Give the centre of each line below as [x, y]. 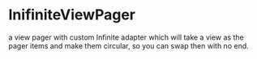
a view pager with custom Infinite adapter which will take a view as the [126, 37]
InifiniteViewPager [72, 15]
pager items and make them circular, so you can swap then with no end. [128, 45]
